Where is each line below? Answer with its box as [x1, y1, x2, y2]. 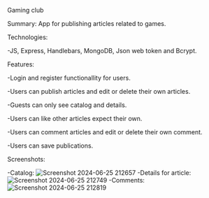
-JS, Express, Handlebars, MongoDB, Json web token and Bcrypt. [7, 47, 197, 55]
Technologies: [7, 33, 48, 41]
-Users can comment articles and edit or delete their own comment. [7, 128, 203, 136]
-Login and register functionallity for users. [7, 73, 131, 82]
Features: [7, 60, 35, 69]
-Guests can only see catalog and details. [7, 101, 127, 109]
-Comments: [108, 176, 145, 184]
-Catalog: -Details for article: [7, 169, 192, 177]
